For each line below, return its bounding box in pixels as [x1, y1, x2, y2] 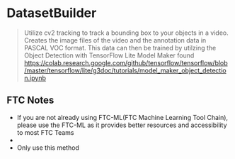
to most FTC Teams [16, 128, 74, 136]
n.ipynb [23, 73, 47, 82]
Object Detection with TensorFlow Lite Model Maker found [23, 51, 195, 60]
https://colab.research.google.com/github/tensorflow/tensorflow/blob [23, 58, 228, 67]
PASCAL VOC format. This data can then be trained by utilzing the [23, 43, 217, 52]
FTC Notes [6, 94, 55, 106]
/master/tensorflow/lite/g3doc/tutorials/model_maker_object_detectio [23, 66, 227, 75]
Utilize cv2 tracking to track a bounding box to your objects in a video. [23, 28, 229, 37]
